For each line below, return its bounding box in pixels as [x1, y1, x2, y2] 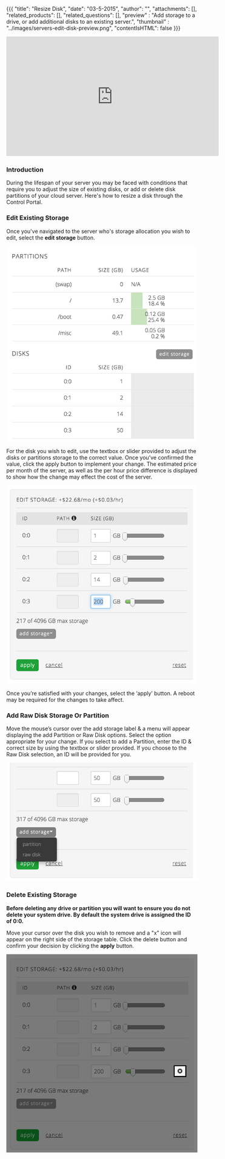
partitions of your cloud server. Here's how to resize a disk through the [6, 192, 183, 200]
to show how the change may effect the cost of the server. [6, 473, 153, 481]
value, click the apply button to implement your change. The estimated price [6, 460, 197, 468]
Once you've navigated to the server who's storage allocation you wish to [6, 227, 190, 235]
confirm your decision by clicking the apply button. [6, 942, 135, 949]
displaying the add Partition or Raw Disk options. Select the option [6, 731, 172, 739]
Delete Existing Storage [6, 891, 77, 899]
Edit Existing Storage [6, 213, 69, 222]
